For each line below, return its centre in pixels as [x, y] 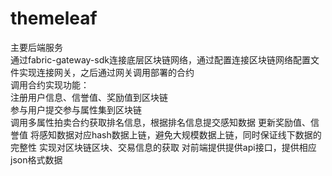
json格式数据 [36, 159]
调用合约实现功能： [50, 84]
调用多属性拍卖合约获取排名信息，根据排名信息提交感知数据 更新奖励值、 [160, 122]
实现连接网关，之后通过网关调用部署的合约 [106, 72]
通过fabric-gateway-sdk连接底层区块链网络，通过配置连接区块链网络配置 [160, 59]
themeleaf [54, 18]
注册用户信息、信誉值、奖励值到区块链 [89, 97]
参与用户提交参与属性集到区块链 [76, 109]
